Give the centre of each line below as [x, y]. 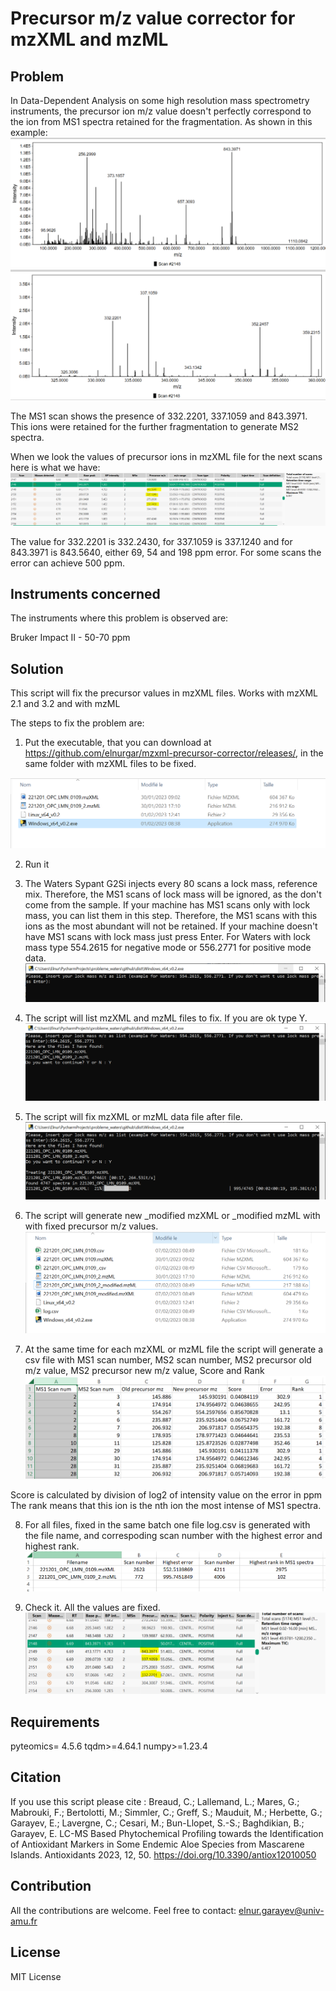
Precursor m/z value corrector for [153, 18]
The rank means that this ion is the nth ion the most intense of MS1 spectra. [166, 1505]
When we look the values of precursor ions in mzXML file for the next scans [166, 457]
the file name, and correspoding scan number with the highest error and [173, 1535]
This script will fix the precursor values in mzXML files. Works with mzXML [164, 693]
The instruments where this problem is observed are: [119, 618]
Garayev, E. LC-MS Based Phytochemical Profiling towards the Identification [167, 1833]
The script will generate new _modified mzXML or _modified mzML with [172, 1215]
